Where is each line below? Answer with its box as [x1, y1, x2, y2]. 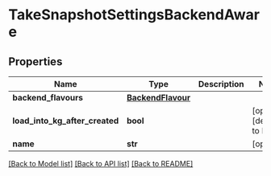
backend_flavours [12, 92, 83, 103]
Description [198, 79, 244, 89]
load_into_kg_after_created [12, 115, 119, 126]
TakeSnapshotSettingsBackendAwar [8, 6, 261, 24]
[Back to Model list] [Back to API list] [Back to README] [8, 159, 194, 168]
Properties [8, 55, 63, 68]
